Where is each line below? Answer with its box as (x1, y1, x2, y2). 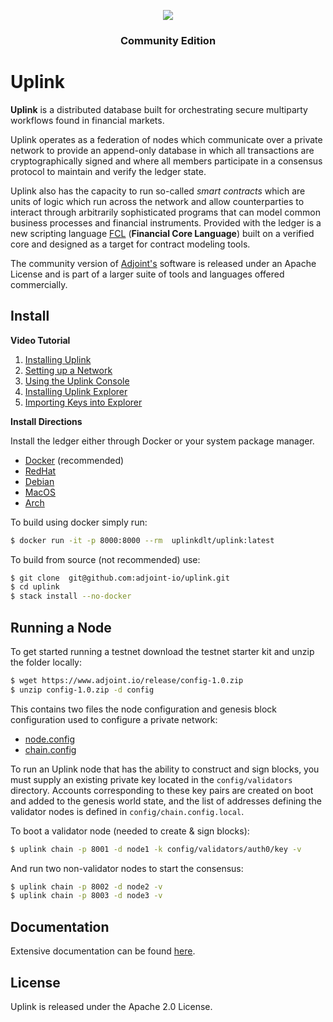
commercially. (10, 278, 68, 290)
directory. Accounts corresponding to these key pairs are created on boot (10, 784, 314, 796)
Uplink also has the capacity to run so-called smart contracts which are (10, 185, 306, 197)
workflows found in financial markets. (10, 114, 165, 126)
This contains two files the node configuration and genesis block (10, 703, 278, 715)
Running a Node (10, 619, 112, 636)
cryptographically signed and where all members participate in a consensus (10, 155, 323, 167)
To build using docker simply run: (10, 516, 148, 528)
